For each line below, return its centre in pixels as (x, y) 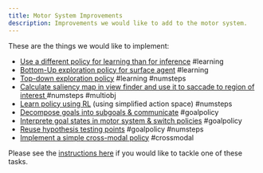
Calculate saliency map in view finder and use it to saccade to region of (137, 86)
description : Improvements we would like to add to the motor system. (128, 23)
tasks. (18, 161)
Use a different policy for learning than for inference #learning (122, 61)
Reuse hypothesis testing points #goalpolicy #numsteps (112, 129)
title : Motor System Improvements (66, 16)
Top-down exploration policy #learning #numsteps (103, 78)
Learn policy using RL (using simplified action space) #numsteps (126, 104)
